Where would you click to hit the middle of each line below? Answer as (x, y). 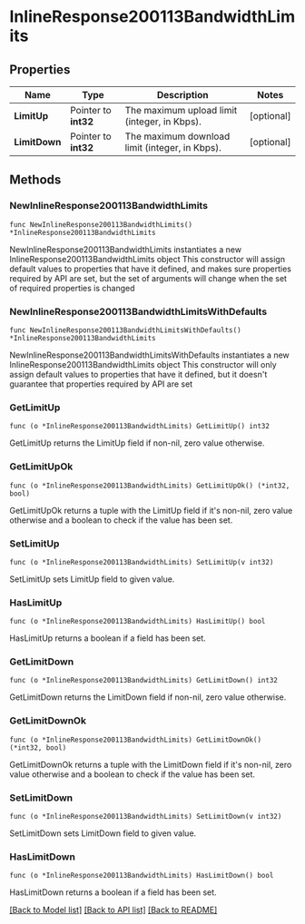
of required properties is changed (72, 288)
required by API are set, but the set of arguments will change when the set (148, 278)
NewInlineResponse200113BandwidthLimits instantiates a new (126, 249)
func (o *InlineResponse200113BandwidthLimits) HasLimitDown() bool (142, 876)
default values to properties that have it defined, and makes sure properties (151, 269)
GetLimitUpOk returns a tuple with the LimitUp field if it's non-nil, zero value (151, 510)
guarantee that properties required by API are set (101, 384)
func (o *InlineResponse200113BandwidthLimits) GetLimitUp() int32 (140, 427)
